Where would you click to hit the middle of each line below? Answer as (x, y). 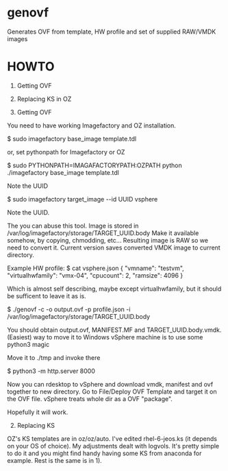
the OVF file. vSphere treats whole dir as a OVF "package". (90, 398)
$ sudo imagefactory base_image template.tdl (72, 138)
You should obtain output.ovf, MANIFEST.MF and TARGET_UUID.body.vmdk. (114, 330)
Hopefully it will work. (38, 412)
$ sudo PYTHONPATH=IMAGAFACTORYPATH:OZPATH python (95, 165)
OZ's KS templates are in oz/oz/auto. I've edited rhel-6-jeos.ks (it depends (112, 438)
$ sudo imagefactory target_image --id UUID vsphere (83, 199)
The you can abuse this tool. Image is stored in (73, 226)
